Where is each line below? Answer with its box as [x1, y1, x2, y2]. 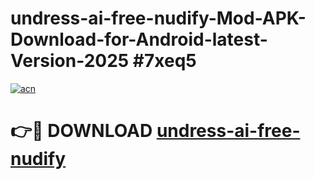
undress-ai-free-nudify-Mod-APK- [10, 7, 307, 30]
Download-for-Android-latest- [10, 28, 268, 51]
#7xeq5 [132, 50, 197, 72]
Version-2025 [10, 50, 130, 72]
